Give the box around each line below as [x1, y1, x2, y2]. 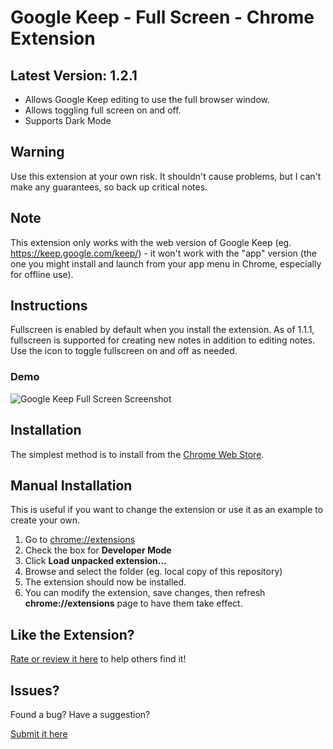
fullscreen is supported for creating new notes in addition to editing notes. [10, 334, 316, 346]
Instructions [10, 297, 88, 315]
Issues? [10, 682, 60, 699]
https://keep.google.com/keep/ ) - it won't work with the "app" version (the [10, 247, 317, 259]
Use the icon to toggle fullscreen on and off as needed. [10, 345, 238, 357]
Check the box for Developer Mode [24, 544, 172, 556]
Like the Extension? [10, 626, 135, 643]
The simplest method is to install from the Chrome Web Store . [10, 448, 265, 460]
